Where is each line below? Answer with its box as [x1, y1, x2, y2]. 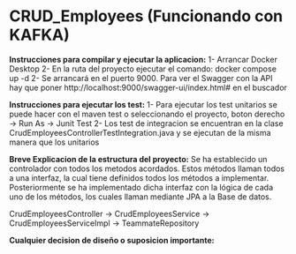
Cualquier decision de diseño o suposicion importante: [9, 235, 215, 245]
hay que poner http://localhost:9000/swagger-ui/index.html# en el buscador [9, 82, 287, 93]
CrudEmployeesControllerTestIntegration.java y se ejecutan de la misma [9, 127, 271, 138]
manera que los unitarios [9, 137, 100, 147]
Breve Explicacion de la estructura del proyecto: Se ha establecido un [9, 153, 268, 164]
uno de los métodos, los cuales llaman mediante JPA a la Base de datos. [9, 191, 272, 202]
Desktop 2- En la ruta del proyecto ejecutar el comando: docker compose [9, 63, 277, 74]
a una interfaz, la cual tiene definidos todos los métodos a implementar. [9, 172, 269, 183]
